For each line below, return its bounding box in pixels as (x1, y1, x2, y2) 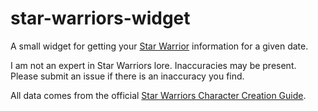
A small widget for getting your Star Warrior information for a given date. (10, 40, 309, 52)
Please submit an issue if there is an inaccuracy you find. (10, 70, 245, 82)
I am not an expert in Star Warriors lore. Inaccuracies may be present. (10, 59, 297, 71)
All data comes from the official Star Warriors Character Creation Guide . (10, 89, 307, 101)
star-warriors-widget (10, 7, 191, 30)
